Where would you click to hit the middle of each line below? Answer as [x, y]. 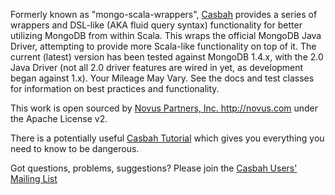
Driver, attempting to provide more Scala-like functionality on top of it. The [163, 46]
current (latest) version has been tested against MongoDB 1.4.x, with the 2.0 [167, 57]
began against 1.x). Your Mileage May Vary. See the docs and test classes [162, 78]
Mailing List [34, 178]
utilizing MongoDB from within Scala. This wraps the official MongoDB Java [166, 35]
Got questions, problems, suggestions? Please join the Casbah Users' [154, 168]
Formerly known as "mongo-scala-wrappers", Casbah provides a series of [164, 14]
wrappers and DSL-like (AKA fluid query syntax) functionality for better [156, 25]
